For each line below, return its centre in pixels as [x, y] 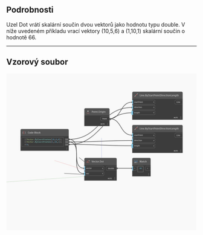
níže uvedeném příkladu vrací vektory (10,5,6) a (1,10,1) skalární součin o [96, 31]
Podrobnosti [30, 10]
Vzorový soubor [37, 62]
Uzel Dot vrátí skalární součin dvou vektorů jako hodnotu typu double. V [96, 24]
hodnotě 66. [21, 37]
